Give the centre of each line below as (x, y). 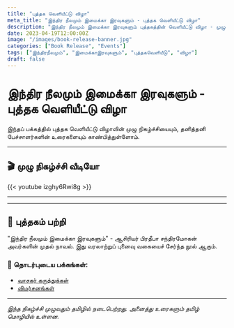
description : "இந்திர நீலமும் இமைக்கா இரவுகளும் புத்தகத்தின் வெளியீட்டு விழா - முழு (117, 27)
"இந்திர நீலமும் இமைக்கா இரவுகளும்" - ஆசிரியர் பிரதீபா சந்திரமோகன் (102, 239)
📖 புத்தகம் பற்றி (37, 222)
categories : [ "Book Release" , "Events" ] (67, 46)
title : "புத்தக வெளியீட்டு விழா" (49, 14)
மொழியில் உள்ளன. (33, 316)
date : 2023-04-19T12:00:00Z (48, 33)
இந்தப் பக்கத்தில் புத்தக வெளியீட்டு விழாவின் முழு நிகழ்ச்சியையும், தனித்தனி (107, 128)
